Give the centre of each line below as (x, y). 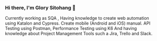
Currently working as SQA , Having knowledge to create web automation (77, 18)
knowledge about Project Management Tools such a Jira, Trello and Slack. (79, 34)
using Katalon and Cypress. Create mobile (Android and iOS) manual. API (78, 23)
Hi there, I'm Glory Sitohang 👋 (40, 8)
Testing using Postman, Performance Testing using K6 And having (71, 28)
